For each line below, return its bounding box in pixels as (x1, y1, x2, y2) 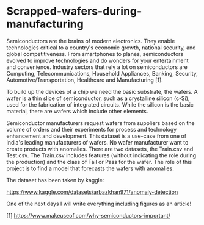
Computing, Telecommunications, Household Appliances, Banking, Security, (6, 70, 199, 77)
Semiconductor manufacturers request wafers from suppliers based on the (6, 119, 195, 126)
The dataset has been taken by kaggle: (6, 176, 104, 184)
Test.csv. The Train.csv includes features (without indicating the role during (6, 151, 197, 159)
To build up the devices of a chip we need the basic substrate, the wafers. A (6, 88, 198, 95)
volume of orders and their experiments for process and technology (6, 126, 177, 133)
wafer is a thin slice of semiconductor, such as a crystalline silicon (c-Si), (6, 95, 190, 102)
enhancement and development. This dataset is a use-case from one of (6, 132, 187, 140)
